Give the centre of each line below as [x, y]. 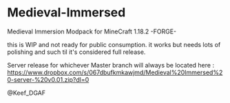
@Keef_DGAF [27, 93]
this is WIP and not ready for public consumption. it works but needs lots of [114, 44]
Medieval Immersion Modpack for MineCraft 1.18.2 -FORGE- [92, 31]
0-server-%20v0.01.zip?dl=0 [48, 79]
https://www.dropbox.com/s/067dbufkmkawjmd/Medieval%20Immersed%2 [115, 72]
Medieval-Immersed [66, 13]
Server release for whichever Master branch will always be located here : [111, 65]
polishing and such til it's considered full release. [76, 52]
